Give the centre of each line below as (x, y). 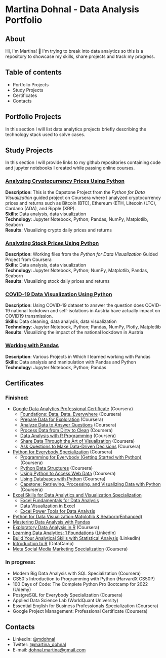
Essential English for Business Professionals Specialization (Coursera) (85, 606)
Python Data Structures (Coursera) (56, 468)
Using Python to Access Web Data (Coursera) (68, 474)
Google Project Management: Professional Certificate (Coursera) (80, 611)
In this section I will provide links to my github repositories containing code (83, 162)
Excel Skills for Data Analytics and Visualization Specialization (77, 495)
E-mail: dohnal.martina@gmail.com (49, 650)
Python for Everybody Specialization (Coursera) (63, 452)
